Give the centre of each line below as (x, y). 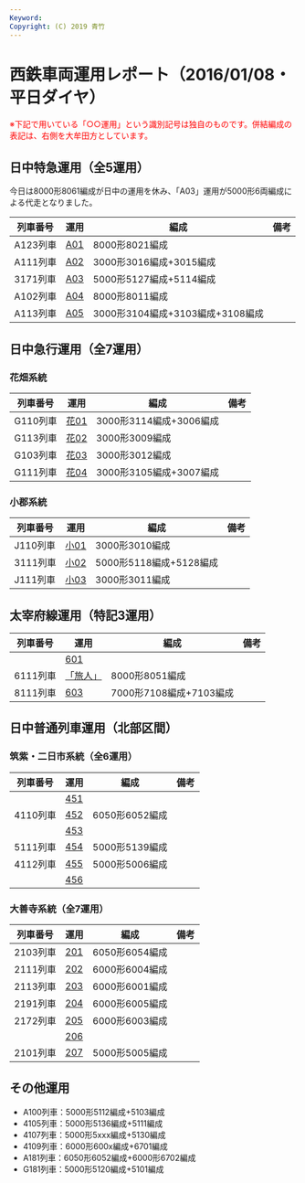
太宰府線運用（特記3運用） (85, 615)
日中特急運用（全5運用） (79, 167)
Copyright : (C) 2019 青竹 (57, 27)
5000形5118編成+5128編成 (157, 563)
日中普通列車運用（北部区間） (94, 728)
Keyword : (26, 18)
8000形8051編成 (148, 676)
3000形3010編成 (133, 546)
